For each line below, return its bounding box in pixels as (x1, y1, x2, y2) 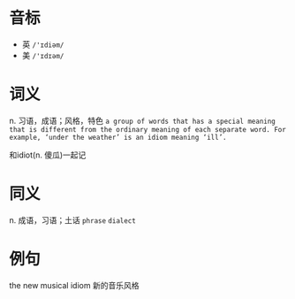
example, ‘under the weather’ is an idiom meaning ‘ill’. (9, 133, 227, 142)
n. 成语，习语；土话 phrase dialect (9, 214, 137, 226)
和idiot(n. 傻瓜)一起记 (9, 149, 87, 160)
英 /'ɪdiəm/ (21, 39, 64, 50)
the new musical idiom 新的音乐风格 (9, 280, 140, 290)
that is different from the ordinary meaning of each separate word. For (9, 125, 287, 134)
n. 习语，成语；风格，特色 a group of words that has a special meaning (9, 115, 276, 126)
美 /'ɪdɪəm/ (21, 50, 64, 60)
